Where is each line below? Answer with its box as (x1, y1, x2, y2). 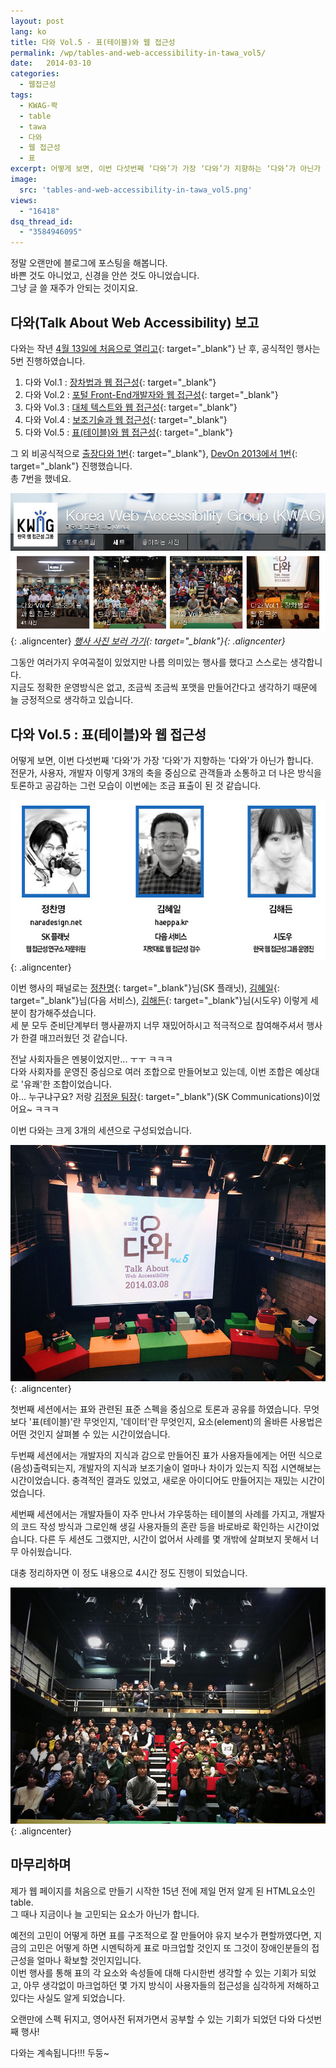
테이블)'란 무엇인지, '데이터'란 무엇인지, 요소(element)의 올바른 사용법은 (42, 1415, 323, 1427)
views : (10, 195, 38, 205)
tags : (10, 90, 33, 100)
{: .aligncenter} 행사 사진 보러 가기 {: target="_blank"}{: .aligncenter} (10, 635, 286, 647)
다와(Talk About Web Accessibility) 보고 (10, 314, 260, 331)
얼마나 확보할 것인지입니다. (36, 1954, 142, 1966)
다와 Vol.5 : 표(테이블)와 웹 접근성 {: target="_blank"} (24, 426, 234, 438)
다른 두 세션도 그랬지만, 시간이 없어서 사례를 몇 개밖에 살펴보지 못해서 (39, 1533, 309, 1545)
